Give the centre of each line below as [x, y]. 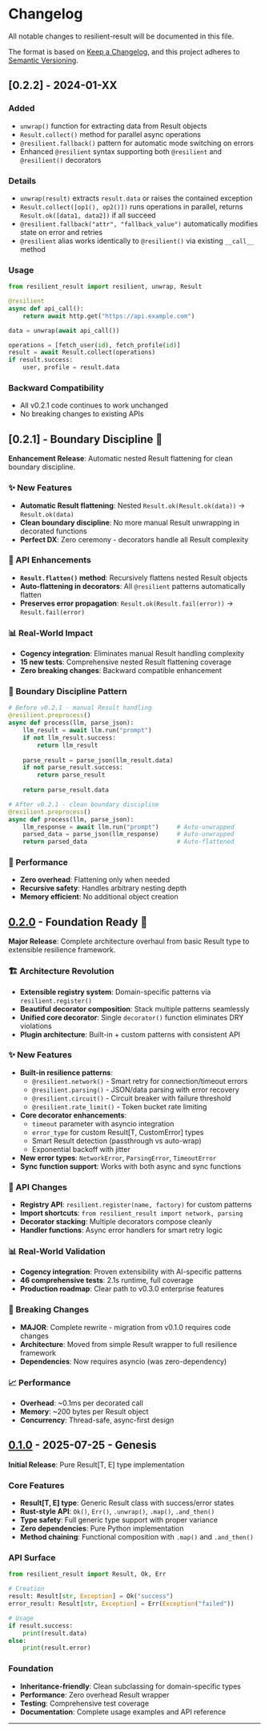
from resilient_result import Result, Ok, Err [87, 1574]
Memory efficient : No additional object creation [99, 897]
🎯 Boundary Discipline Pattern [68, 692]
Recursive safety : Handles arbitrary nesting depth [103, 888]
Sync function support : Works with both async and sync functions [130, 1166]
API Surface [32, 1558]
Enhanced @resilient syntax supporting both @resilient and [121, 151]
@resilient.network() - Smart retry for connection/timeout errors [140, 1081]
